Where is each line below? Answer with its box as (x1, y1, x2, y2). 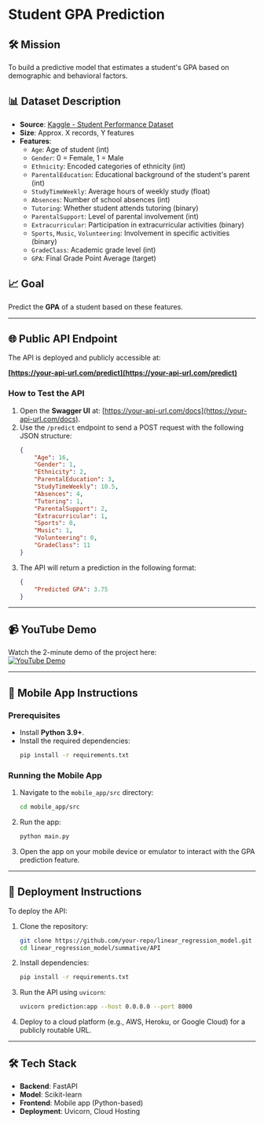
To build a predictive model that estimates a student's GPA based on (8, 63, 229, 72)
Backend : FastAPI (19, 1081, 79, 1091)
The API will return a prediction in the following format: (19, 563, 196, 572)
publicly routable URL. (19, 1026, 92, 1035)
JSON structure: (19, 431, 72, 440)
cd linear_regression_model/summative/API (19, 944, 161, 952)
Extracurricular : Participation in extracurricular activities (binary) (31, 220, 245, 229)
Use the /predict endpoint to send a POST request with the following (19, 423, 244, 432)
